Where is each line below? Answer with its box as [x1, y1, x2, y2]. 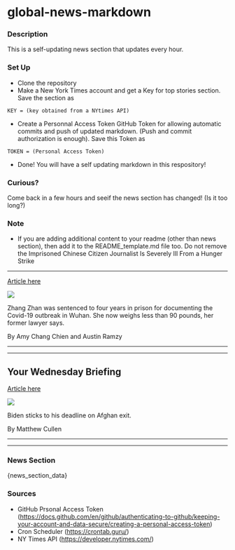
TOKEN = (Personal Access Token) [7, 148, 105, 155]
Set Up [7, 62, 31, 72]
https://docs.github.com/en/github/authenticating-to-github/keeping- [20, 512, 220, 521]
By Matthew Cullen [7, 425, 62, 434]
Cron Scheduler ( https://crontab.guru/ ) [17, 527, 129, 535]
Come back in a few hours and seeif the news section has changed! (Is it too [7, 194, 228, 202]
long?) [7, 201, 26, 210]
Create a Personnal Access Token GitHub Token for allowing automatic [17, 119, 222, 128]
